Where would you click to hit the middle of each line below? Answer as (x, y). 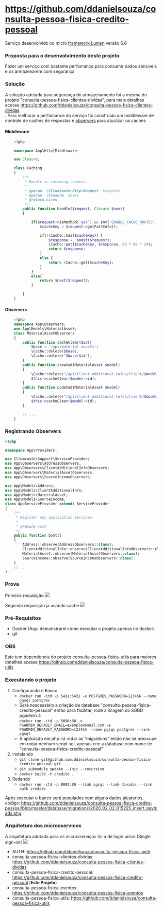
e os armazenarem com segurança (40, 71)
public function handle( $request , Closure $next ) (73, 209)
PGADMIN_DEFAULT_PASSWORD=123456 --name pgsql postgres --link (85, 729)
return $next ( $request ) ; (65, 280)
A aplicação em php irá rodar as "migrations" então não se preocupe (88, 738)
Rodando (21, 779)
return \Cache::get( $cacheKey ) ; (81, 263)
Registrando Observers (33, 431)
